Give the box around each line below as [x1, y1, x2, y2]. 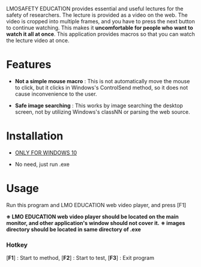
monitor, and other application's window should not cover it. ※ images [6, 219, 185, 226]
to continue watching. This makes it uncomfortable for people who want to [6, 24, 193, 31]
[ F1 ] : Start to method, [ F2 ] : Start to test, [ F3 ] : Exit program [6, 254, 155, 262]
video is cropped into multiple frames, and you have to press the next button [6, 18, 195, 25]
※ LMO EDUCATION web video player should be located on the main [6, 213, 179, 220]
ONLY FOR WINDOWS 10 [14, 149, 77, 156]
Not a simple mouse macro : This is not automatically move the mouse [14, 77, 190, 84]
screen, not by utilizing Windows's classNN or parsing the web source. [14, 108, 190, 116]
